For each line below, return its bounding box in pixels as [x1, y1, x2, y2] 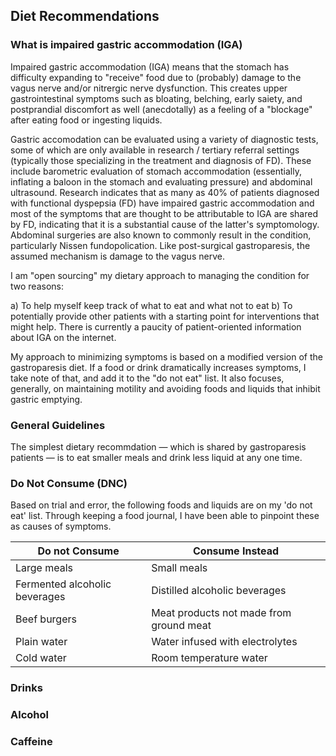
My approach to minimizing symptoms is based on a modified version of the [10, 350, 323, 363]
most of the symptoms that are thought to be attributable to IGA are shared [10, 207, 318, 219]
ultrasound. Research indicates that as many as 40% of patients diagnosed [10, 186, 320, 198]
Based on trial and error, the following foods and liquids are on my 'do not [10, 499, 313, 511]
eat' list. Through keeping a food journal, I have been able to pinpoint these [10, 510, 320, 522]
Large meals [15, 561, 74, 575]
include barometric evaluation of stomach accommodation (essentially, [10, 165, 302, 177]
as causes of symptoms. [10, 520, 112, 533]
